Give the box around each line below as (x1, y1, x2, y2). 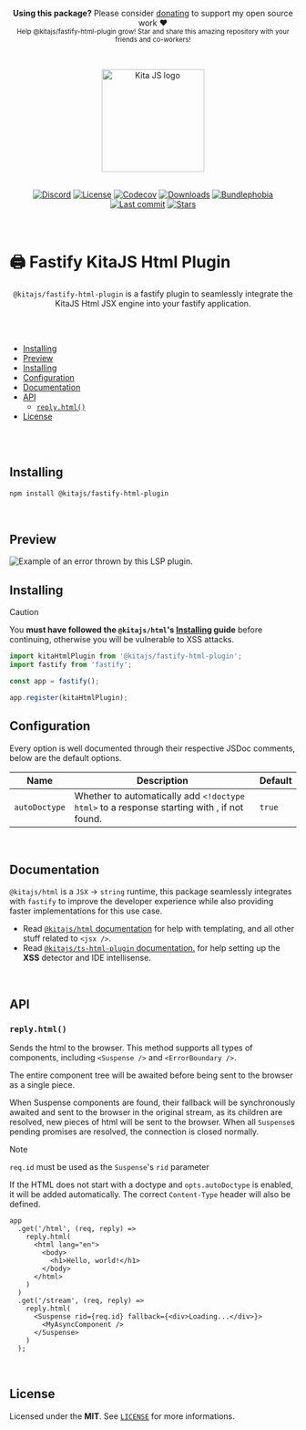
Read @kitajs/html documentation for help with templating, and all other (22, 924, 294, 934)
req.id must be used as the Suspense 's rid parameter (9, 1162, 209, 1173)
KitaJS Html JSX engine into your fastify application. (55, 297, 251, 308)
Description (136, 774, 189, 787)
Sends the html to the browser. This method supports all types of (9, 1042, 253, 1053)
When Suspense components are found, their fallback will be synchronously (9, 1097, 296, 1108)
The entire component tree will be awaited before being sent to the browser (9, 1070, 293, 1080)
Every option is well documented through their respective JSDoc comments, (9, 743, 296, 754)
